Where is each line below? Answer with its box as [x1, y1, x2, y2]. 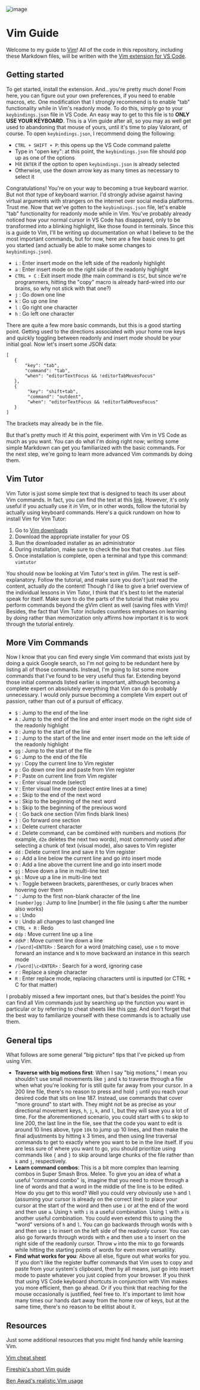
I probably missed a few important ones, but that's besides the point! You [6, 993, 186, 1000]
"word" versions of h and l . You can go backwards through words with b [14, 1221, 192, 1228]
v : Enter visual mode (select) [14, 779, 86, 786]
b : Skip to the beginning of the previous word [14, 804, 127, 811]
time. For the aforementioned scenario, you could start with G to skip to [14, 1114, 189, 1121]
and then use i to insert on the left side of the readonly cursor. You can [14, 1227, 189, 1235]
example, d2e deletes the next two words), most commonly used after [14, 836, 186, 843]
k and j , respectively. [14, 1158, 67, 1165]
